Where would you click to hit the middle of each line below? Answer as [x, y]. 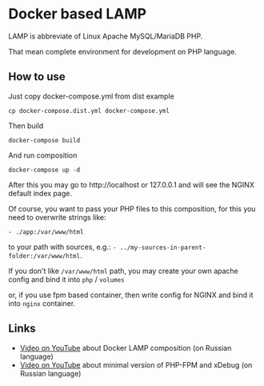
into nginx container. [42, 303]
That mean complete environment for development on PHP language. [123, 51]
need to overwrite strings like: [57, 217]
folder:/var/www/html [44, 256]
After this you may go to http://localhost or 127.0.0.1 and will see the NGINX [131, 184]
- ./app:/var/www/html [46, 232]
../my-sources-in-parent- [163, 247]
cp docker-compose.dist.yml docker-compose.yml [89, 111]
